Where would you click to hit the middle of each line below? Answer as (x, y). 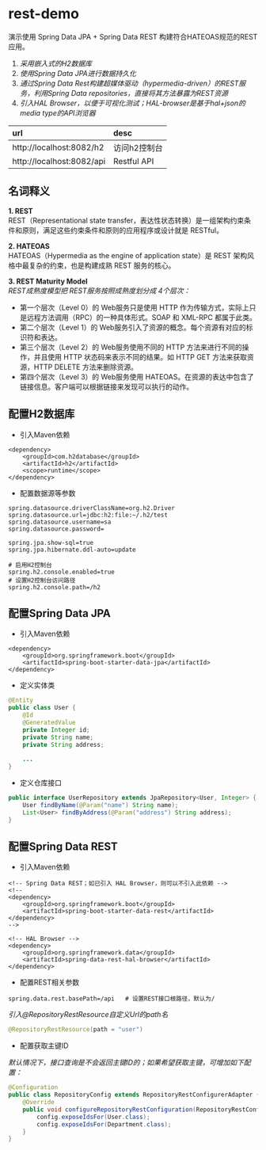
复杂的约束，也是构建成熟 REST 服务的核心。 (102, 265)
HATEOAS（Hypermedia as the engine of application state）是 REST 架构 (128, 255)
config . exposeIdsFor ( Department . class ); (104, 1124)
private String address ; (63, 744)
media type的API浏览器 (58, 112)
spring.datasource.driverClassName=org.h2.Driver (92, 508)
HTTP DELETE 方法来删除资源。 (86, 367)
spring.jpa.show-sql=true (51, 543)
